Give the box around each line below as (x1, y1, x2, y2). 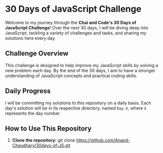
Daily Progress (5, 87, 51, 95)
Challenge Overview (5, 49, 69, 58)
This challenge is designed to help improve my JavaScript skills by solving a (5, 62, 158, 68)
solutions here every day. (5, 35, 56, 41)
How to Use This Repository (5, 124, 92, 132)
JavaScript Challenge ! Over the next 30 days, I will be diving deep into (5, 24, 148, 30)
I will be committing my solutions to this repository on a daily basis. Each (5, 100, 152, 106)
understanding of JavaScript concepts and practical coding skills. (5, 72, 138, 79)
